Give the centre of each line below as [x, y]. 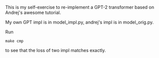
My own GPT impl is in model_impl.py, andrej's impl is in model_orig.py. [79, 22]
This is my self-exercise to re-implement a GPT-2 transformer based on [80, 7]
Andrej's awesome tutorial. [33, 12]
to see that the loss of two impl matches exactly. [56, 50]
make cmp [14, 41]
